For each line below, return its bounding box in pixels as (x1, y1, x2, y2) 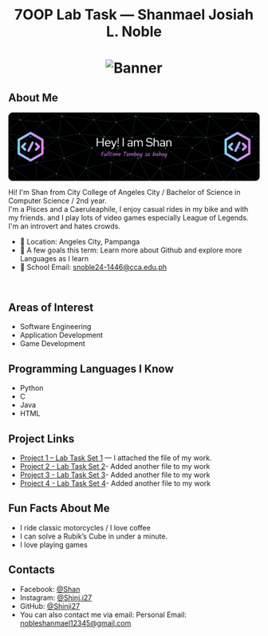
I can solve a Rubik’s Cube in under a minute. (19, 531, 168, 541)
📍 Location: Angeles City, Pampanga (19, 237, 140, 246)
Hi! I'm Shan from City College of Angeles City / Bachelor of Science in (8, 187, 241, 197)
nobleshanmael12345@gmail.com (19, 618, 132, 628)
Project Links (8, 431, 75, 445)
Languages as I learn (19, 253, 89, 263)
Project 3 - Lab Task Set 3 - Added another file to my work (19, 470, 211, 480)
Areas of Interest (8, 301, 94, 315)
